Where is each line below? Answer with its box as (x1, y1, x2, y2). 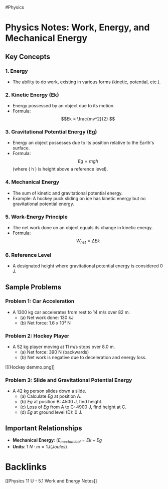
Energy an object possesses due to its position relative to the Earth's (12, 140, 154, 146)
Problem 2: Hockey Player (5, 332, 70, 339)
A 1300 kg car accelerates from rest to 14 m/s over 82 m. (12, 309, 130, 315)
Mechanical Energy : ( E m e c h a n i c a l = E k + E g (12, 437, 102, 444)
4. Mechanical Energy (5, 179, 60, 186)
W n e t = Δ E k (76, 238, 100, 245)
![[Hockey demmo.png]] (5, 364, 55, 370)
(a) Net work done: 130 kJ (20, 314, 74, 320)
